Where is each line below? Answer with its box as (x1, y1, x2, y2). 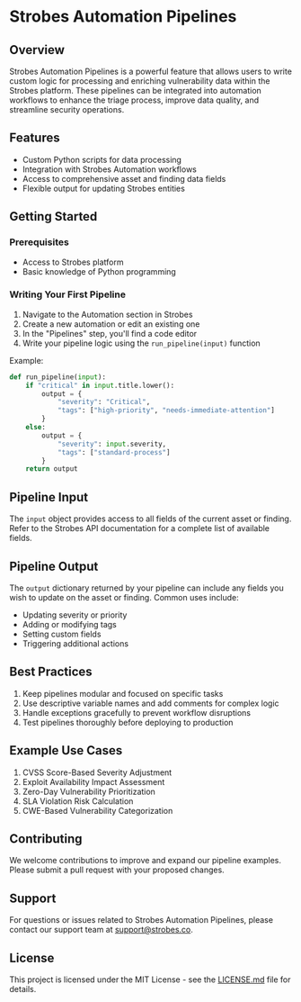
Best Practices (9, 664, 93, 680)
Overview (9, 42, 66, 58)
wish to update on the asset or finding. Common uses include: (9, 591, 240, 602)
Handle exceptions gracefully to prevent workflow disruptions (22, 707, 252, 718)
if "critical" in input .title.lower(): (25, 381, 175, 390)
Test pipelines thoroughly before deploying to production (22, 717, 234, 727)
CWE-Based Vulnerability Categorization (22, 805, 173, 816)
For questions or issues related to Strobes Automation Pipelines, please (9, 915, 274, 925)
